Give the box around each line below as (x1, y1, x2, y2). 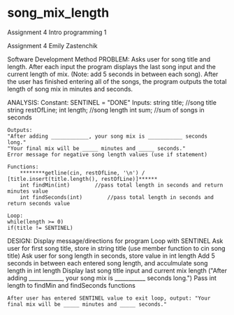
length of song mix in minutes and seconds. (7, 85, 133, 93)
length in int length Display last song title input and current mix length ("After (7, 266, 227, 274)
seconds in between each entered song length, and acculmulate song (7, 258, 208, 267)
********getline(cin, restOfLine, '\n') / (20, 169, 145, 176)
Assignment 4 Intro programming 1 (7, 28, 107, 36)
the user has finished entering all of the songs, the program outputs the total (7, 77, 227, 85)
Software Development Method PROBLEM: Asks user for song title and (7, 54, 211, 64)
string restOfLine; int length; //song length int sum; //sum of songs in (7, 105, 205, 114)
